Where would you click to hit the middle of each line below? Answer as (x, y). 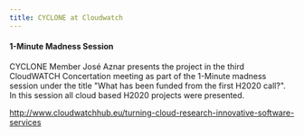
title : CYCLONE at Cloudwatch (66, 18)
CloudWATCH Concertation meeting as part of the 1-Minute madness (138, 76)
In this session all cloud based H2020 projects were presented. (127, 95)
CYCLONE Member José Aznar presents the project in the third (127, 66)
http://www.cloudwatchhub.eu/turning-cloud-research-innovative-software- (152, 113)
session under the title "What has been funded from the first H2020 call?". (148, 86)
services (25, 122)
